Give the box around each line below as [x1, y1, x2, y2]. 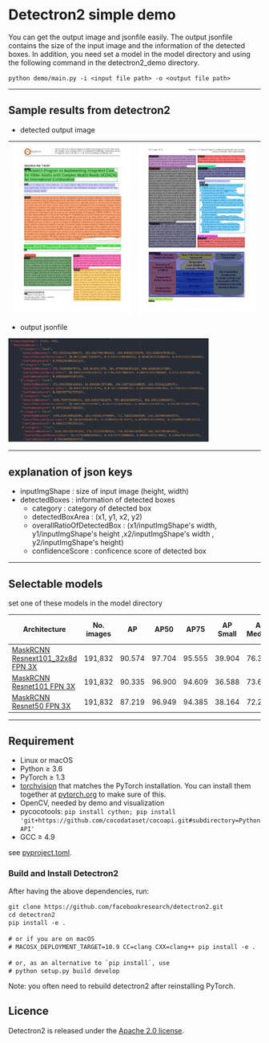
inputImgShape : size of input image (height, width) [19, 487, 190, 496]
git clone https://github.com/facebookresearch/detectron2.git [8, 902, 224, 911]
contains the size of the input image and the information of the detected [8, 40, 246, 50]
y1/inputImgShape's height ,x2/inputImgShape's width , [31, 529, 215, 539]
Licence [8, 1004, 50, 1018]
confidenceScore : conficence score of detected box [31, 546, 207, 556]
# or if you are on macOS [8, 935, 94, 943]
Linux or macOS [19, 756, 74, 765]
